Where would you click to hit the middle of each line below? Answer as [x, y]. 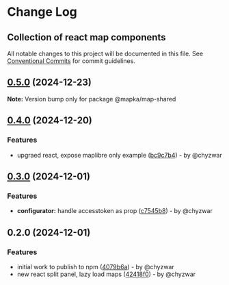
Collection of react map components [86, 37]
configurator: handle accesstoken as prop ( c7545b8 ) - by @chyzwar [115, 211]
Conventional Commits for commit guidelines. [71, 61]
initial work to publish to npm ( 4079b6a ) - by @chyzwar [95, 267]
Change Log [42, 12]
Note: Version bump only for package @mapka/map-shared [92, 99]
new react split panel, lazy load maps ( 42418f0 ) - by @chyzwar [106, 274]
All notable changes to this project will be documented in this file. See [105, 53]
